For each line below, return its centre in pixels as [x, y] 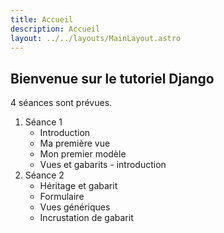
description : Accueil [55, 29]
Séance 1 [43, 122]
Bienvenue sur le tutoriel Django [112, 78]
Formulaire [62, 197]
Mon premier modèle [83, 154]
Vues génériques [75, 207]
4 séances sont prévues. [61, 103]
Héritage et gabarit [78, 186]
